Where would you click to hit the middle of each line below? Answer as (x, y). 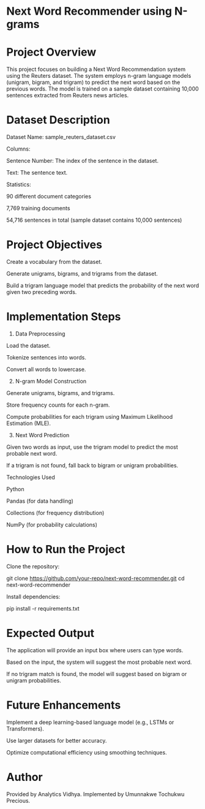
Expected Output (50, 634)
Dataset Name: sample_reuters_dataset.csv (61, 137)
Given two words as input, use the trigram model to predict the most (92, 447)
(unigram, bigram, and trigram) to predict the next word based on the (93, 82)
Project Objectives (54, 245)
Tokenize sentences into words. (47, 357)
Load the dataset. (28, 345)
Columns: (18, 149)
